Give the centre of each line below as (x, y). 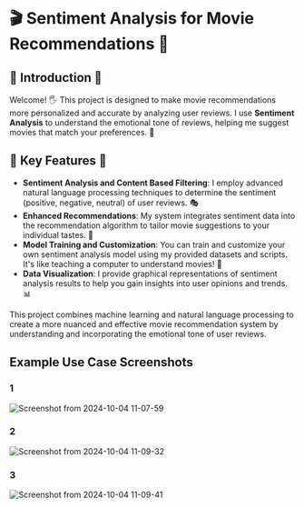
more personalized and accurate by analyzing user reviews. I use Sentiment (152, 113)
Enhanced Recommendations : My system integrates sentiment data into (159, 215)
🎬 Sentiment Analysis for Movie (132, 19)
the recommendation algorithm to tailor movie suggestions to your (146, 225)
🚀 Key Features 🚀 (58, 161)
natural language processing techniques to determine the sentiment (149, 192)
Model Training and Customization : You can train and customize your (154, 244)
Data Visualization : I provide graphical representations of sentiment (150, 274)
